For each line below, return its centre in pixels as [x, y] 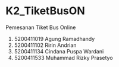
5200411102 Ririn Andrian [45, 45]
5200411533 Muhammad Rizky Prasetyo [64, 58]
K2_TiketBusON [45, 11]
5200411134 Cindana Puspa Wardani [59, 51]
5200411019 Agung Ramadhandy [54, 39]
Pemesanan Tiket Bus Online [41, 27]
